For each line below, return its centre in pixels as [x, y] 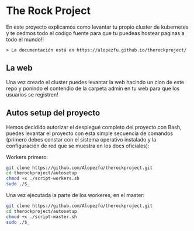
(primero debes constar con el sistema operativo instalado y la [81, 139]
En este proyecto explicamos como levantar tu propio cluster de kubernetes [97, 27]
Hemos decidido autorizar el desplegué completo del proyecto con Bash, [94, 127]
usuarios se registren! [32, 94]
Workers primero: [27, 157]
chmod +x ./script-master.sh [41, 217]
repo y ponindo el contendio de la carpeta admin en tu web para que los [93, 88]
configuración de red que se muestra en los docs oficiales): [78, 146]
